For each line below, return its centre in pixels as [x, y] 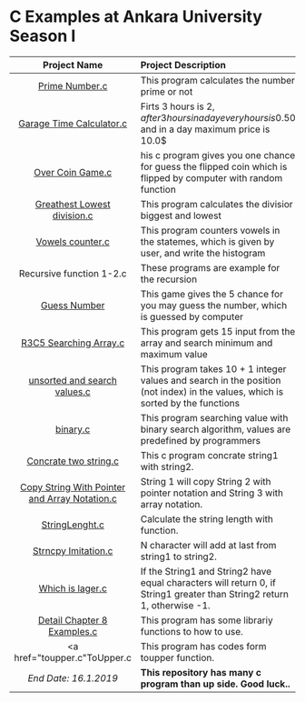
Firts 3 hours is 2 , [177, 106]
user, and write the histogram [203, 253]
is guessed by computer [192, 316]
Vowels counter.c [73, 241]
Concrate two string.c [73, 461]
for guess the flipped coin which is [214, 166]
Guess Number [73, 305]
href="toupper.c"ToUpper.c [73, 657]
